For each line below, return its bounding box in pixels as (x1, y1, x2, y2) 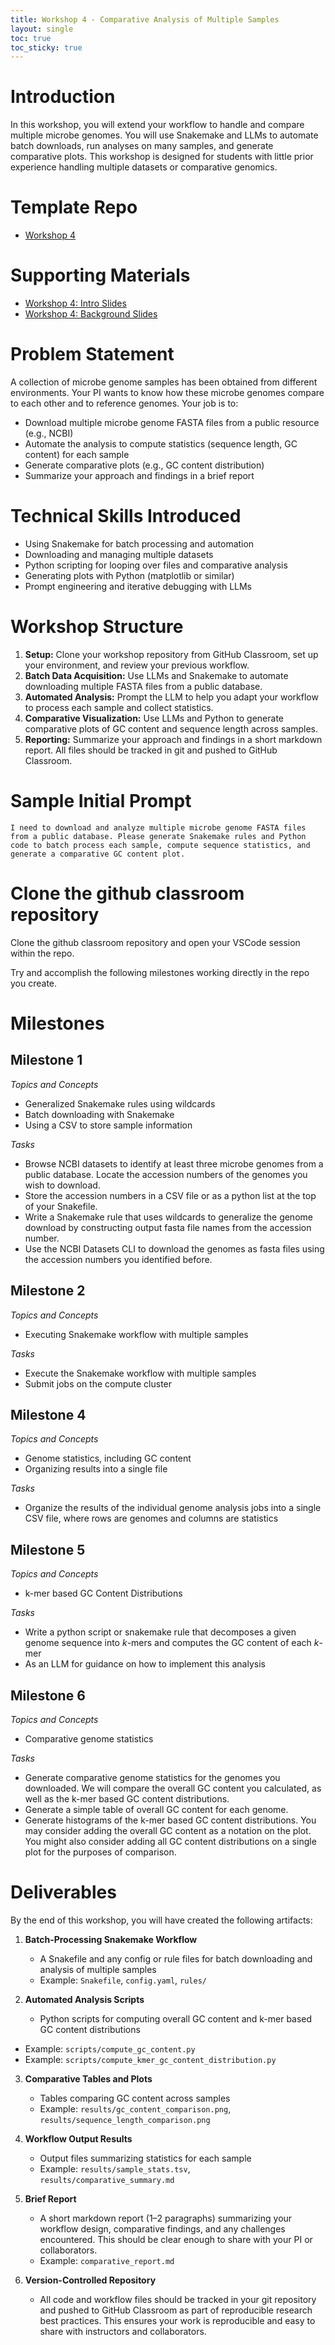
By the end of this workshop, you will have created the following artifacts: (10, 1914, 313, 1926)
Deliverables (10, 1881, 117, 1904)
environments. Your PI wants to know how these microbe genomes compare (10, 387, 325, 398)
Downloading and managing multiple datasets (24, 548, 214, 560)
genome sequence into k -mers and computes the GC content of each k (24, 1637, 320, 1649)
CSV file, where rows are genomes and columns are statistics (24, 1512, 279, 1525)
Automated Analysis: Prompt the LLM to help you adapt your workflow (24, 691, 319, 703)
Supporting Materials (10, 264, 191, 287)
